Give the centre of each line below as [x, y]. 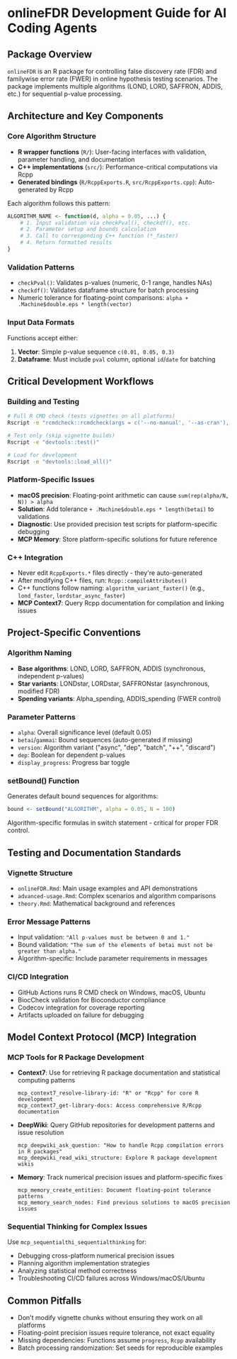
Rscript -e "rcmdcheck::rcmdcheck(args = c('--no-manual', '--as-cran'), [118, 423]
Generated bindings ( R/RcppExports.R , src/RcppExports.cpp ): [107, 181]
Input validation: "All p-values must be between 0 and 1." [103, 937]
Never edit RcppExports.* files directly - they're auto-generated [110, 573]
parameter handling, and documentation [76, 159]
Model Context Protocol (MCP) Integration [102, 1037]
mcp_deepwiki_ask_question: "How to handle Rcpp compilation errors [121, 1146]
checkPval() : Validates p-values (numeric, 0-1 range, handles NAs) [115, 283]
